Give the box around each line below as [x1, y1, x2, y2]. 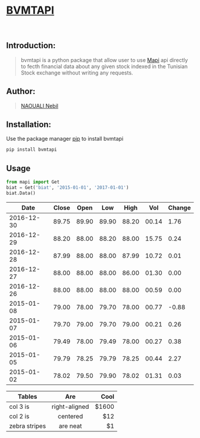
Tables [17, 392, 37, 400]
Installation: [6, 119, 52, 129]
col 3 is [9, 402, 30, 411]
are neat [58, 421, 82, 430]
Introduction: [6, 41, 56, 51]
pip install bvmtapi [6, 147, 58, 153]
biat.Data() [6, 190, 36, 196]
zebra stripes [9, 421, 46, 430]
